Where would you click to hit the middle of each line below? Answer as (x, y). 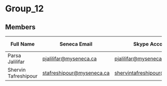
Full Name (23, 44)
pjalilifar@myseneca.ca (69, 59)
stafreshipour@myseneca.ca (76, 73)
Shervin (17, 70)
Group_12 (25, 9)
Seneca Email (76, 44)
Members (20, 27)
